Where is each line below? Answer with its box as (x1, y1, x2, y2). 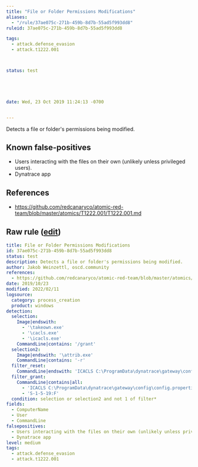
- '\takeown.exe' (21, 325, 65, 331)
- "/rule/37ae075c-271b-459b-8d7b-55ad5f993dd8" (11, 19, 133, 25)
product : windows (11, 302, 54, 308)
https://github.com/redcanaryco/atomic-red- (14, 203, 124, 211)
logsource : (6, 291, 33, 298)
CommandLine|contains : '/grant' (16, 341, 96, 347)
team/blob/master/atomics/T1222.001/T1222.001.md (14, 210, 142, 217)
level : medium (6, 440, 41, 446)
